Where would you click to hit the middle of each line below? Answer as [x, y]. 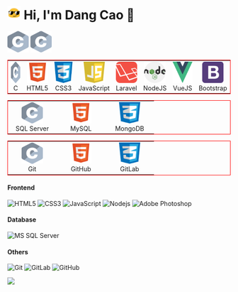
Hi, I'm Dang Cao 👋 [79, 15]
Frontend [21, 188]
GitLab [130, 169]
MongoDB [130, 128]
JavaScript [94, 88]
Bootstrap [212, 88]
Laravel [126, 88]
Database [22, 220]
